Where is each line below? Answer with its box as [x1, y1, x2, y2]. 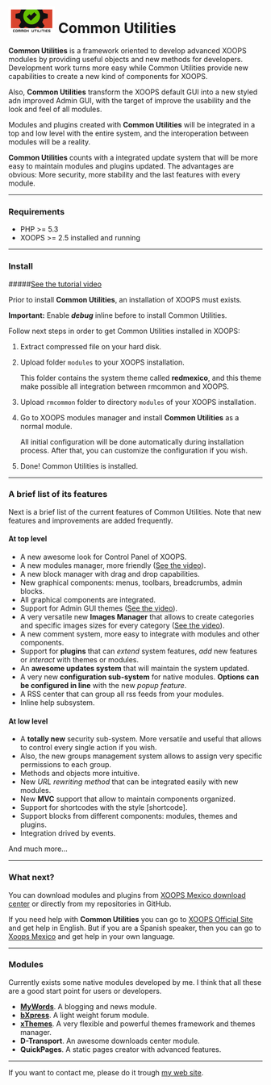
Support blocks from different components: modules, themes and [19, 812, 238, 821]
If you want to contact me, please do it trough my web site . [8, 1067, 204, 1077]
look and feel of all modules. [8, 104, 102, 114]
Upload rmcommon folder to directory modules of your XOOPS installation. [19, 397, 256, 407]
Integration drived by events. [19, 828, 116, 838]
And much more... [8, 844, 69, 853]
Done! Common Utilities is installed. [19, 461, 139, 470]
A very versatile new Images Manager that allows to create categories [19, 612, 255, 622]
